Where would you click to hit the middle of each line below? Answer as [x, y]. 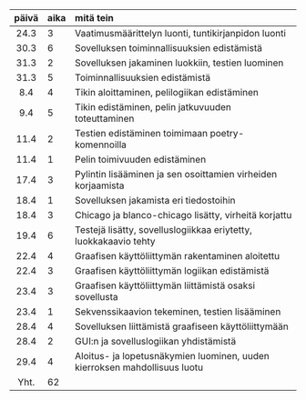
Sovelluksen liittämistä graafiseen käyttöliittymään [181, 326]
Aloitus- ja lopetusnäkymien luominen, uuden [172, 356]
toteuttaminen [104, 119]
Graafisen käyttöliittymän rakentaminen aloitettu [177, 256]
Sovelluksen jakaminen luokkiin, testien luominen [179, 63]
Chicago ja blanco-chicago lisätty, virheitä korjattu [183, 215]
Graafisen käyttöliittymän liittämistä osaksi [165, 285]
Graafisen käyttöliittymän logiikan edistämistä [172, 270]
